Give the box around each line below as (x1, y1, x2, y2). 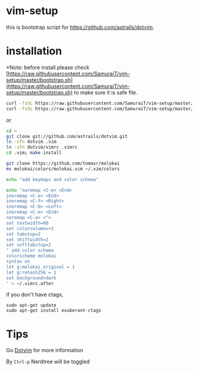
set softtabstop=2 (6, 242, 51, 248)
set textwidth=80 (6, 220, 49, 226)
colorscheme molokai (6, 253, 57, 259)
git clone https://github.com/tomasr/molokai (6, 160, 120, 166)
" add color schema (6, 248, 54, 254)
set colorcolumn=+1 (6, 225, 54, 231)
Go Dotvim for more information (6, 347, 84, 354)
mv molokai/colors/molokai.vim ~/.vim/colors (6, 166, 120, 172)
